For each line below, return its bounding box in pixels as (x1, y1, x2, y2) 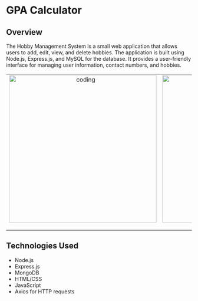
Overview (6, 27, 43, 37)
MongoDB (14, 269, 39, 276)
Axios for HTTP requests (14, 287, 75, 295)
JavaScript (14, 282, 41, 289)
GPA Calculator (6, 4, 82, 17)
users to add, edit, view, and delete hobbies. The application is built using (6, 49, 184, 56)
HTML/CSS (14, 275, 42, 282)
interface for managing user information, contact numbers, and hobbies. (6, 61, 181, 68)
